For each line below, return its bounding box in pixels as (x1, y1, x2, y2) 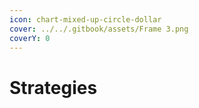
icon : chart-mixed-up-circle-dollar (9, 14, 162, 25)
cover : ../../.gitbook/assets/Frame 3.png (9, 24, 189, 34)
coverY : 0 (9, 33, 51, 43)
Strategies (9, 76, 98, 99)
